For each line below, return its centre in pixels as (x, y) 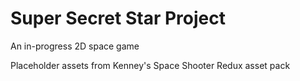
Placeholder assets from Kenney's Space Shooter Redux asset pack (150, 65)
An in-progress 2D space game (75, 46)
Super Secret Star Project (118, 18)
